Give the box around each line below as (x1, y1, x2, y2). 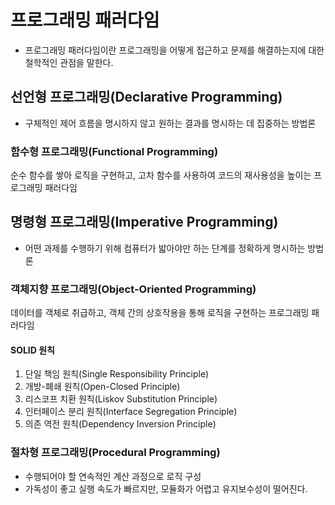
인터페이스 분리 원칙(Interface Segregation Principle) (24, 406, 238, 418)
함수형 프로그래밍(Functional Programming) (10, 144, 219, 158)
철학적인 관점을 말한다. (24, 56, 114, 68)
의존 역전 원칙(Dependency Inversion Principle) (24, 418, 217, 430)
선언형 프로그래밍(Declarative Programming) (10, 89, 283, 106)
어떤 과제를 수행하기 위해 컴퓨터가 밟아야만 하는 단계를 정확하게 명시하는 (24, 242, 306, 254)
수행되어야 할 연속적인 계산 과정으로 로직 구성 (24, 470, 202, 482)
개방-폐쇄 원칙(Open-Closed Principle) (24, 381, 181, 393)
